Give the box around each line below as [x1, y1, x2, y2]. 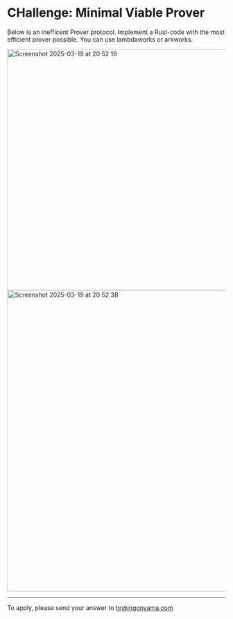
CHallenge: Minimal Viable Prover [7, 5, 205, 21]
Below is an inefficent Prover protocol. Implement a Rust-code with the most [7, 28, 225, 36]
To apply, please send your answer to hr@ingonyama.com [7, 603, 173, 612]
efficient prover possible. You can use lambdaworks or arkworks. [7, 35, 193, 43]
